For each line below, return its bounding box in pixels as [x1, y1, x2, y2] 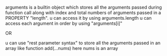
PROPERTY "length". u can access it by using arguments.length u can [5, 15, 152, 21]
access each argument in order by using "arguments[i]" [5, 20, 123, 26]
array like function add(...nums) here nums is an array [5, 45, 118, 51]
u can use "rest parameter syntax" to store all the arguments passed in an [5, 40, 161, 46]
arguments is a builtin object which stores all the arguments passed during [5, 5, 162, 10]
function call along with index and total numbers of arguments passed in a [5, 10, 161, 16]
